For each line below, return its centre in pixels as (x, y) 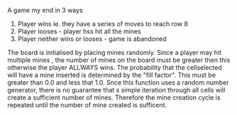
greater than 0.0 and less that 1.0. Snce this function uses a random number (118, 83)
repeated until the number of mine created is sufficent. (87, 105)
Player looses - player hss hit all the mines (79, 31)
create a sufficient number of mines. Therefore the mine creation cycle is (114, 97)
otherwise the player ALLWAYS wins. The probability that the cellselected (115, 67)
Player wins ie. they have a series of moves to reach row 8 (103, 24)
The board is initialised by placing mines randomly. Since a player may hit (115, 53)
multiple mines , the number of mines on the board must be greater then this (119, 60)
